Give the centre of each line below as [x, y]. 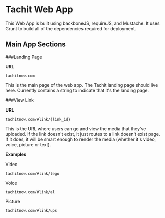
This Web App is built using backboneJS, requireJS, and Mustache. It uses [82, 23]
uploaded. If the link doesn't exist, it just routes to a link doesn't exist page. [83, 134]
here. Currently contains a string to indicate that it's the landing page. [77, 90]
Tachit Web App [39, 9]
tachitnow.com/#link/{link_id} [38, 119]
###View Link [20, 100]
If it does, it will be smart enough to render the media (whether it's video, [81, 139]
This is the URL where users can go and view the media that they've [76, 128]
